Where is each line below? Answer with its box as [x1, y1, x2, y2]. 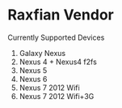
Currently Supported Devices [7, 32, 105, 42]
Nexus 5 [19, 65, 48, 75]
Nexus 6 [19, 74, 48, 84]
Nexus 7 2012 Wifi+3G [19, 91, 95, 101]
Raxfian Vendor [7, 6, 114, 24]
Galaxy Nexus [19, 48, 66, 58]
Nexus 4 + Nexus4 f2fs [19, 57, 98, 67]
